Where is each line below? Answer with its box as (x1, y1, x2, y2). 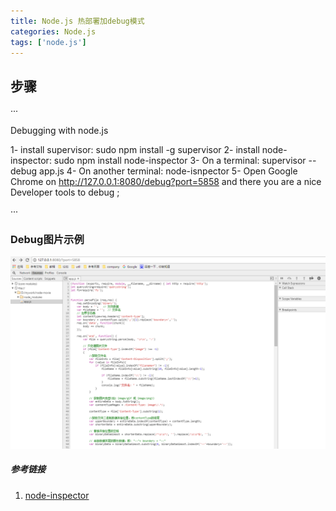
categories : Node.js (10, 26, 97, 37)
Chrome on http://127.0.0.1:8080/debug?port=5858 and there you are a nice (10, 176, 322, 188)
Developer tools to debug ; (10, 186, 120, 199)
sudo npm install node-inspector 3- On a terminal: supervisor (53, 155, 307, 167)
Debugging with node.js (10, 125, 109, 137)
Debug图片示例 (10, 233, 85, 247)
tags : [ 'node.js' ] (10, 37, 87, 47)
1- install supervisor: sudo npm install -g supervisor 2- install (10, 144, 260, 156)
